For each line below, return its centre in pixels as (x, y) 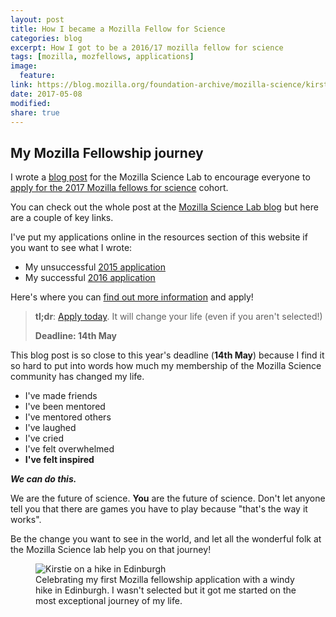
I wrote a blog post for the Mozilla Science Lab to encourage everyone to (160, 177)
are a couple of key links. (62, 218)
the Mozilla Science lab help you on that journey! (111, 550)
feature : (37, 76)
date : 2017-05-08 (46, 94)
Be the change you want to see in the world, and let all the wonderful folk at (166, 539)
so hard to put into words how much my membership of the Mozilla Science (166, 366)
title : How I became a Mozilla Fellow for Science (118, 29)
